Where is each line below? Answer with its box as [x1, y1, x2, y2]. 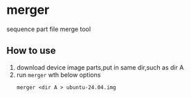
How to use [6, 45, 56, 57]
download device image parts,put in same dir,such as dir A [16, 63, 184, 71]
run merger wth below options [16, 70, 101, 79]
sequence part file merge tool [6, 25, 91, 33]
